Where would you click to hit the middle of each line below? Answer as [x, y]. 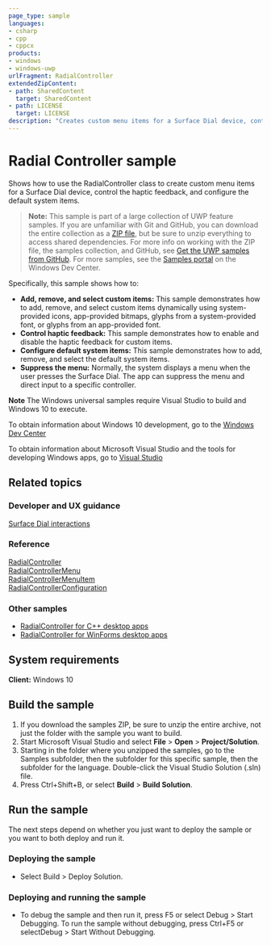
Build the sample [51, 705]
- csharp [23, 31]
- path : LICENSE [35, 106]
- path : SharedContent [46, 91]
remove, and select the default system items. [95, 359]
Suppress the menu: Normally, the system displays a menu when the [135, 367]
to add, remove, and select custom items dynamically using [119, 307]
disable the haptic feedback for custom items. [96, 342]
